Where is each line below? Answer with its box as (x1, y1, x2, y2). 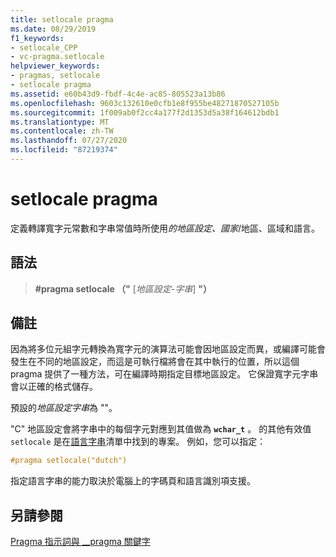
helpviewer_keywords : (10, 61, 101, 71)
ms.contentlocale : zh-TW (10, 126, 114, 136)
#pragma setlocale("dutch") (10, 456, 128, 466)
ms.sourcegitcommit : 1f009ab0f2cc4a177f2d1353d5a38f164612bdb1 (10, 107, 280, 118)
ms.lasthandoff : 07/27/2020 (10, 136, 128, 146)
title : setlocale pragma (10, 14, 114, 25)
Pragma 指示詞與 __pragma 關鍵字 (10, 536, 151, 548)
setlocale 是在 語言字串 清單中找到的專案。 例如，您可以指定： (10, 436, 267, 448)
